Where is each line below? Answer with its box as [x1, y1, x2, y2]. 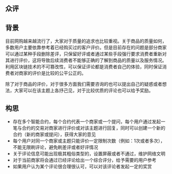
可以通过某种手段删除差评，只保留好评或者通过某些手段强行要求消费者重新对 [5, 51, 167, 57]
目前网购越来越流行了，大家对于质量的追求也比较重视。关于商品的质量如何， [5, 38, 167, 44]
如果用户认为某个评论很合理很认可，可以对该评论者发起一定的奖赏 [12, 163, 152, 170]
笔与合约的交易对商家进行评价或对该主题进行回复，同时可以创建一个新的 [12, 125, 165, 131]
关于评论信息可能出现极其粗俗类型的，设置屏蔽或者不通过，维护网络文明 [12, 150, 165, 157]
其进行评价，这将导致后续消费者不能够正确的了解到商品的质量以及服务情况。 [5, 57, 167, 64]
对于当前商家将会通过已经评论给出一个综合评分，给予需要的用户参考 [12, 157, 157, 163]
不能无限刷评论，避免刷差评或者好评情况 [12, 144, 98, 150]
